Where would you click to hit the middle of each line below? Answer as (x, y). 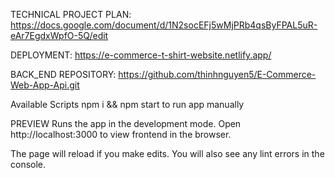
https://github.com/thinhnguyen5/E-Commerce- (217, 74)
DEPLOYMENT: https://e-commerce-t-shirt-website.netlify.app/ (141, 55)
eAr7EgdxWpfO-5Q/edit (59, 35)
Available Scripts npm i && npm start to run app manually (127, 104)
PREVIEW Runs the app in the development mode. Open (126, 123)
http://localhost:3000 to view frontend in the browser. (121, 134)
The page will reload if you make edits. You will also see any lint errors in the (167, 153)
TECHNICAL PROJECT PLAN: (71, 14)
